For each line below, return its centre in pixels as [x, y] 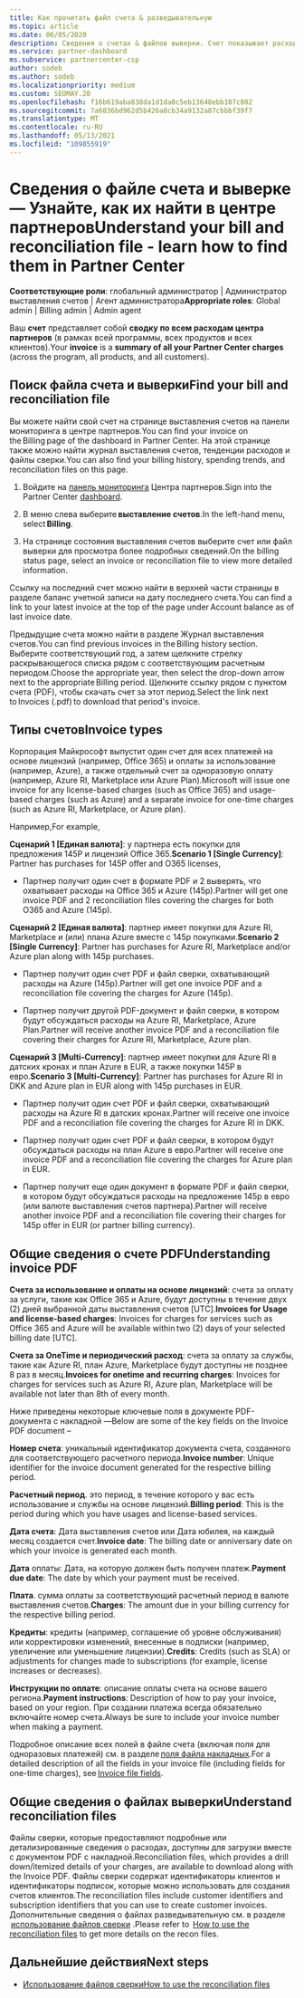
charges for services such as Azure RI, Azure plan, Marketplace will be [141, 1384]
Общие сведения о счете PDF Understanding [140, 1254]
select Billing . [48, 524]
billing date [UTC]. [43, 1338]
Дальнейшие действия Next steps [109, 1962]
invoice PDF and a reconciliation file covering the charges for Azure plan [157, 1159]
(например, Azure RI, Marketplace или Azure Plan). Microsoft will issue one [150, 781]
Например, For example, [55, 827]
